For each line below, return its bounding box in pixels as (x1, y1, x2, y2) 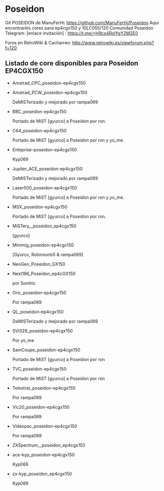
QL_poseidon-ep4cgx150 (12, 308, 64, 314)
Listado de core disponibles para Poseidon (5, 59, 139, 67)
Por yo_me (12, 337, 34, 343)
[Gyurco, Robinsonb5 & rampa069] (12, 251, 84, 257)
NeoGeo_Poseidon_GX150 (12, 261, 66, 267)
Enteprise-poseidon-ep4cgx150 (12, 147, 77, 153)
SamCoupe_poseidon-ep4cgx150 (12, 347, 80, 353)
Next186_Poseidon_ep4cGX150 (12, 271, 76, 276)
